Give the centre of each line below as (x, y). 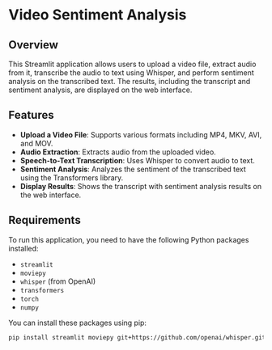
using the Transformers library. (72, 177)
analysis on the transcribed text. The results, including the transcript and (130, 81)
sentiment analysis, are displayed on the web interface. (100, 90)
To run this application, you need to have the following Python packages (129, 239)
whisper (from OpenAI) (58, 281)
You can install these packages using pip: (78, 323)
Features (31, 115)
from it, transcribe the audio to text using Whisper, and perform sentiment (132, 73)
